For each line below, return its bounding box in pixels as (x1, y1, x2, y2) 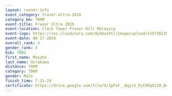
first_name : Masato (5, 54, 47, 60)
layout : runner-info (5, 7, 50, 13)
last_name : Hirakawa (5, 59, 50, 65)
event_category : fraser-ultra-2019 (5, 12, 81, 17)
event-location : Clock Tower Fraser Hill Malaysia (5, 26, 116, 31)
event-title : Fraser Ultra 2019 (5, 21, 74, 27)
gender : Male (5, 74, 33, 79)
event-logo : (5, 31, 31, 36)
